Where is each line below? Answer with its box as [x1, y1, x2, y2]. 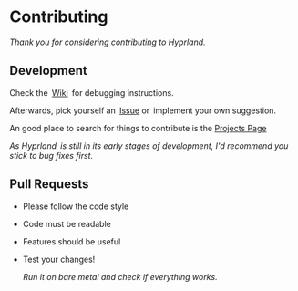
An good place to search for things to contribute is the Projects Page [9, 122, 267, 133]
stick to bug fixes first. [9, 150, 94, 161]
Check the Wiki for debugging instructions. [9, 87, 175, 98]
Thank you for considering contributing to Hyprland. [9, 36, 207, 47]
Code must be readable [22, 218, 111, 229]
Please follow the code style [22, 201, 129, 212]
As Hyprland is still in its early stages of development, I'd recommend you [9, 140, 289, 151]
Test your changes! [22, 254, 96, 265]
